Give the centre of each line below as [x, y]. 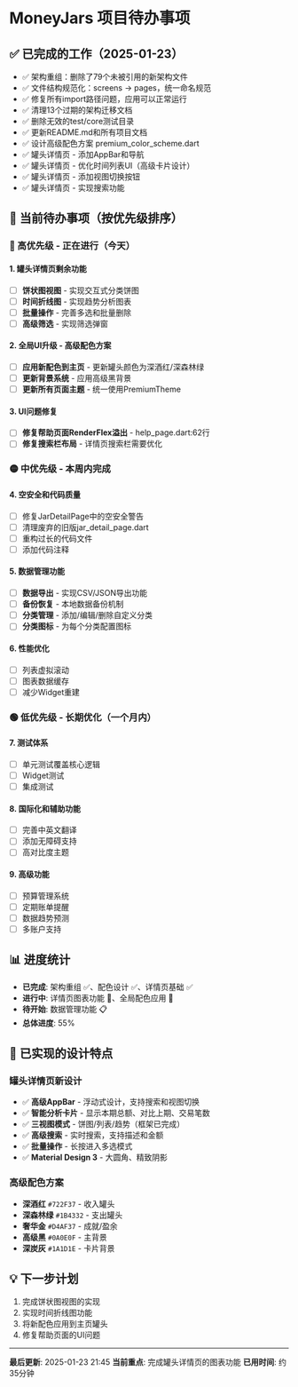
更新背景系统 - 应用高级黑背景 [77, 378]
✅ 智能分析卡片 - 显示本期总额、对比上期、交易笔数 [116, 1113]
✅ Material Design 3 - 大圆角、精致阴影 [95, 1157]
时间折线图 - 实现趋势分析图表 [77, 301]
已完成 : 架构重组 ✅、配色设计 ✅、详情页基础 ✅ [107, 987]
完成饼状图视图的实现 [61, 1302]
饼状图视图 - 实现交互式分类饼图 [81, 290]
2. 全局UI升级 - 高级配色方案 [60, 345]
